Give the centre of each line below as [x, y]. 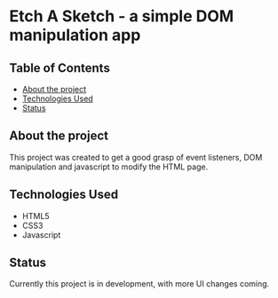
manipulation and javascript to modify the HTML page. [109, 167]
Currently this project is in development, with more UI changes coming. [139, 284]
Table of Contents [60, 68]
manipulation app [75, 35]
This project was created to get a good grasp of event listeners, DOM [136, 157]
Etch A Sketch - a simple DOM [122, 16]
